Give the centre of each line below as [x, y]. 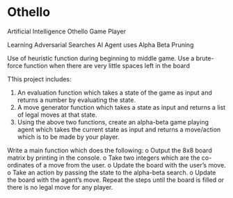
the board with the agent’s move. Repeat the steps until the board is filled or [116, 180]
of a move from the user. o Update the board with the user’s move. [131, 165]
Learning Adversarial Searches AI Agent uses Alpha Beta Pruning [101, 44]
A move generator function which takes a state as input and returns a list [121, 107]
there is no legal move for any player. [60, 187]
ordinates [21, 165]
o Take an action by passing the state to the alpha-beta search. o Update [112, 172]
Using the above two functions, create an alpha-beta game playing [113, 122]
